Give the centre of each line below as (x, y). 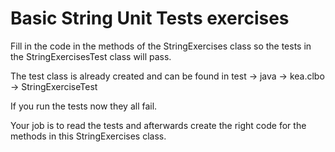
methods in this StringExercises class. (88, 136)
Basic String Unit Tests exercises (150, 18)
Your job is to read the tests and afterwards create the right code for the (158, 125)
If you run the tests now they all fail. (84, 106)
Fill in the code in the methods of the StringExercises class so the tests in (161, 46)
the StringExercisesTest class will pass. (91, 56)
